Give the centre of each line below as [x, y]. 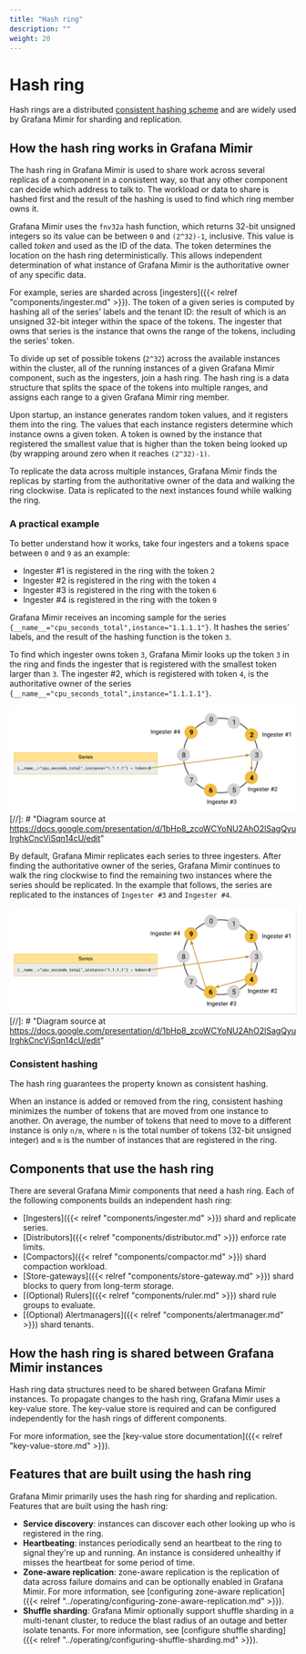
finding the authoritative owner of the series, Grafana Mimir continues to [145, 866]
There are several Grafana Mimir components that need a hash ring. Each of [152, 1191]
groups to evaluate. [59, 1305]
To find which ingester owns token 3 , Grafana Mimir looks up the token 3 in [149, 655]
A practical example [55, 524]
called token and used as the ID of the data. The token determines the [140, 246]
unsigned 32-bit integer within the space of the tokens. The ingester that [146, 322]
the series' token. [42, 341]
